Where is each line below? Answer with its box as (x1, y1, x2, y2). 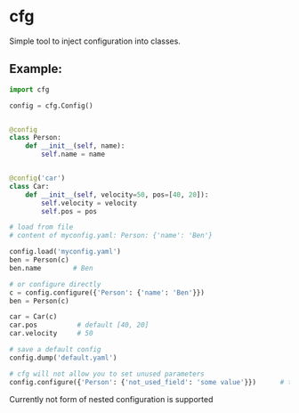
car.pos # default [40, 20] (9, 320, 149, 330)
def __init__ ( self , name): (25, 142, 125, 150)
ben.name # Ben (9, 263, 93, 272)
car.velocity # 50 (9, 329, 93, 338)
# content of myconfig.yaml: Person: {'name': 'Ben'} (9, 231, 214, 240)
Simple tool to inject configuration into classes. (9, 36, 181, 46)
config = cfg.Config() (9, 101, 93, 110)
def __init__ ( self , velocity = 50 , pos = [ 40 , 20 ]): (25, 190, 209, 199)
